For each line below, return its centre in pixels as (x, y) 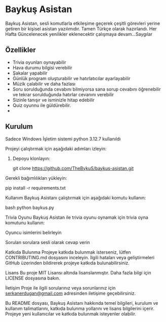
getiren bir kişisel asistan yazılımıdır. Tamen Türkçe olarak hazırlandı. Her (81, 28)
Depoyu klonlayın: (31, 158)
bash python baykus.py (30, 207)
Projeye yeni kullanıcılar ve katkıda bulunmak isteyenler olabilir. (71, 314)
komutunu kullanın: (25, 223)
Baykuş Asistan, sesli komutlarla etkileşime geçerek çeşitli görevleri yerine (83, 23)
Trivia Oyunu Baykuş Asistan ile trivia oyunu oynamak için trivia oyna (77, 217)
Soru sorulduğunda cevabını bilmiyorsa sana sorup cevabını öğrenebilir (87, 89)
